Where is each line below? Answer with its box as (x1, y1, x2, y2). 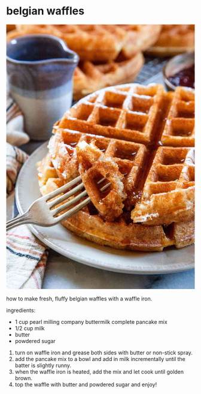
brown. (14, 374, 33, 381)
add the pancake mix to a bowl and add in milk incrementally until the (14, 355, 185, 362)
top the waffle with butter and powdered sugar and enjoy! (14, 381, 157, 388)
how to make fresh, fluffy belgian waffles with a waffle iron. (6, 295, 153, 302)
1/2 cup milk (14, 324, 45, 332)
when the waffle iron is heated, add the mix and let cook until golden (14, 368, 184, 375)
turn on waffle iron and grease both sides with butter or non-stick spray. (14, 349, 193, 356)
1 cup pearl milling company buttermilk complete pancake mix (14, 318, 167, 325)
